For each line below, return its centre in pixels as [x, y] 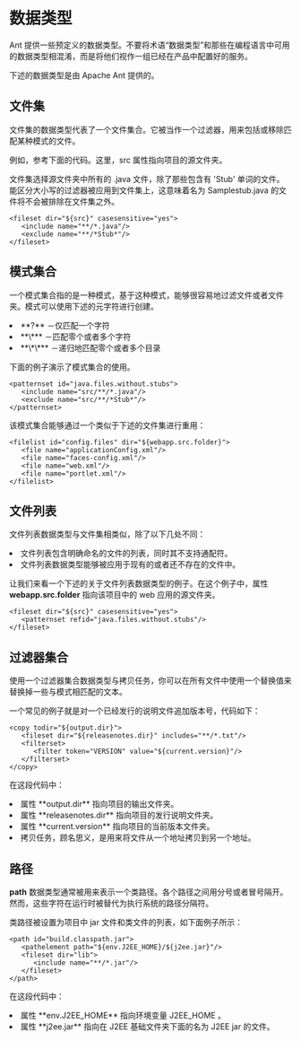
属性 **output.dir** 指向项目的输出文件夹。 [100, 804]
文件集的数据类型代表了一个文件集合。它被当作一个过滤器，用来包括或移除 [146, 129]
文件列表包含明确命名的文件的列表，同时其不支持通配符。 [127, 554]
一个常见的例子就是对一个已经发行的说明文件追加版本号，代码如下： [135, 711]
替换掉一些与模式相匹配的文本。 [68, 692]
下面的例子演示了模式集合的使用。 [72, 367]
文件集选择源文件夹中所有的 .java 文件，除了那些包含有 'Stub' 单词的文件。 [147, 179]
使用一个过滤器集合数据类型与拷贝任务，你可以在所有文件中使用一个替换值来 [150, 681]
